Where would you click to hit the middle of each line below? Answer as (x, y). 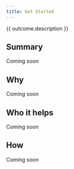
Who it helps (30, 113)
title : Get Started (30, 12)
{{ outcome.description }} (37, 28)
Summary (25, 47)
